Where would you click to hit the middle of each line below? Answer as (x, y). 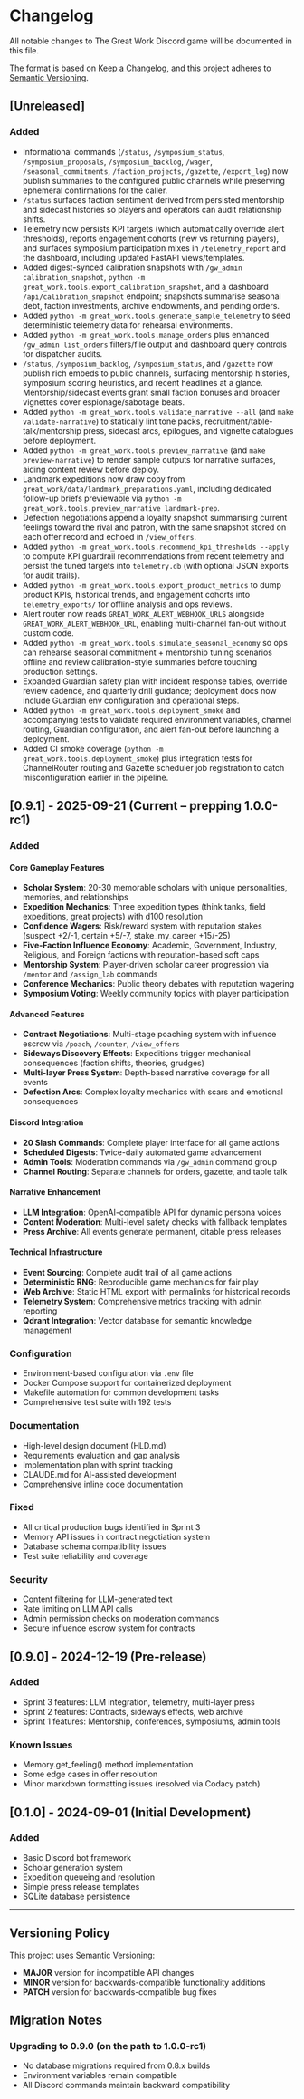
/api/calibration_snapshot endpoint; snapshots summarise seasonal (152, 296)
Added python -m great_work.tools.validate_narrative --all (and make (158, 411)
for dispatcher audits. (62, 353)
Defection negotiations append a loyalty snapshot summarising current (155, 517)
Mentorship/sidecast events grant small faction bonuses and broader (151, 392)
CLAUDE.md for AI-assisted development (100, 1474)
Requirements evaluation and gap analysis (101, 1455)
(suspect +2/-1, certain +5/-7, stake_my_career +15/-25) (126, 936)
